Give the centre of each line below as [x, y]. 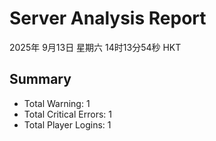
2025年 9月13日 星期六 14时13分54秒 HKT [95, 47]
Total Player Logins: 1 [67, 124]
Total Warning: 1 [57, 103]
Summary [40, 79]
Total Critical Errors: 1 [67, 114]
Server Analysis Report [108, 18]
